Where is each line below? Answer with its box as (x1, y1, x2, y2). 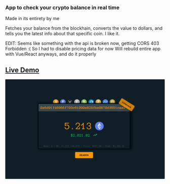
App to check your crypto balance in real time (5, 4, 120, 11)
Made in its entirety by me (5, 16, 60, 22)
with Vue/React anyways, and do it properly (5, 51, 97, 57)
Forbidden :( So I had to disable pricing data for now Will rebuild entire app (5, 46, 161, 52)
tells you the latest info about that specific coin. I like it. (5, 31, 120, 37)
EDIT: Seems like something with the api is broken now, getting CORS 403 (5, 40, 159, 46)
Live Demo (5, 66, 39, 74)
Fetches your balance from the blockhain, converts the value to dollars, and (5, 25, 163, 31)
